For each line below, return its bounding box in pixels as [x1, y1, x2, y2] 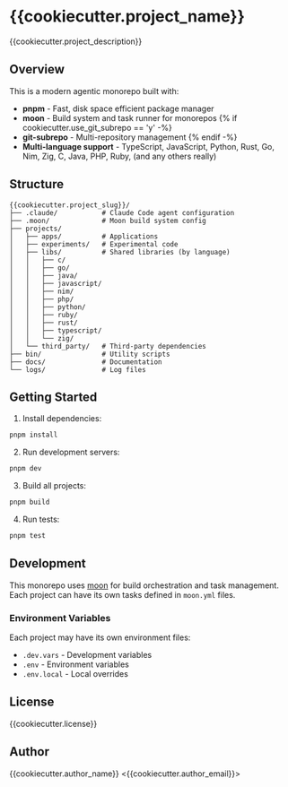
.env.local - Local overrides [22, 668, 128, 679]
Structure [9, 177, 65, 192]
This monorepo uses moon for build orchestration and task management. [9, 580, 280, 591]
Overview [9, 62, 65, 77]
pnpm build [9, 497, 50, 507]
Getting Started [9, 389, 98, 404]
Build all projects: [22, 480, 87, 491]
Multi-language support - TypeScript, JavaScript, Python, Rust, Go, [22, 141, 275, 151]
